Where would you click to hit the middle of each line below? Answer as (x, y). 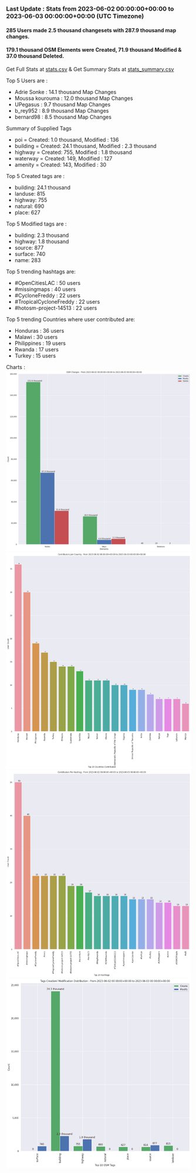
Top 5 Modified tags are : (36, 224)
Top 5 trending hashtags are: (41, 272)
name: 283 (28, 260)
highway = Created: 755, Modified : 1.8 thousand (73, 152)
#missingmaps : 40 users (45, 289)
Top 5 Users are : (27, 81)
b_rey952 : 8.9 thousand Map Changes (62, 110)
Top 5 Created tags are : (36, 176)
